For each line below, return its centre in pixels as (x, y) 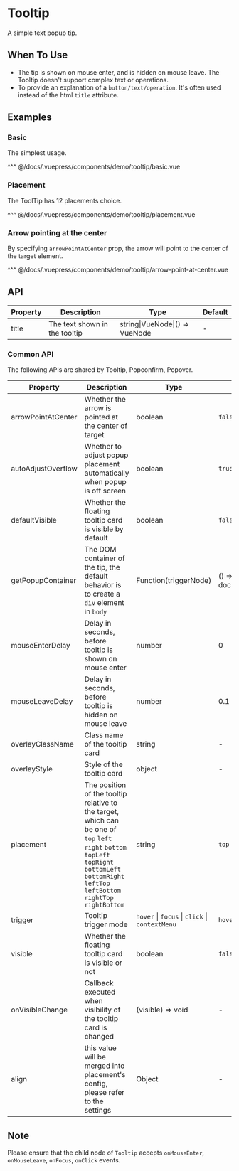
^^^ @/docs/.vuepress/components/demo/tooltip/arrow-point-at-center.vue (118, 270)
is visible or (103, 963)
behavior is (103, 585)
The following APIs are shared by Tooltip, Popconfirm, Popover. (100, 370)
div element (104, 603)
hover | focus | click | (172, 916)
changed (99, 1037)
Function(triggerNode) (174, 581)
